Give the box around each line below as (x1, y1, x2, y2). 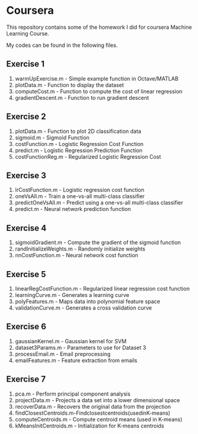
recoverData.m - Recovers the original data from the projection (14, 403, 172, 410)
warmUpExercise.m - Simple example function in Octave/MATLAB (14, 75, 179, 82)
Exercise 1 (6, 59, 45, 69)
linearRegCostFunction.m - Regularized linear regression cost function (14, 285, 190, 292)
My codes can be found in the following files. (6, 41, 118, 49)
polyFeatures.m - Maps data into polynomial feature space (14, 298, 161, 305)
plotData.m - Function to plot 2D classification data (14, 127, 141, 135)
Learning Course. (6, 29, 49, 37)
